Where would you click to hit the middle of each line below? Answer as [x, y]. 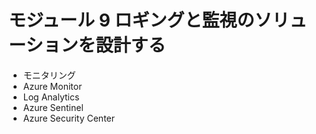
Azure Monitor [52, 86]
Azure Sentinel [53, 107]
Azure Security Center [69, 118]
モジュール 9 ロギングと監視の [131, 20]
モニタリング [49, 75]
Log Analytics [51, 97]
